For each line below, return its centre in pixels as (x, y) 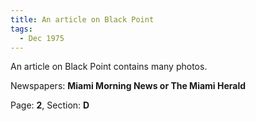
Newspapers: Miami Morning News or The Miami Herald (128, 86)
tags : (21, 29)
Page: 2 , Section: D (50, 105)
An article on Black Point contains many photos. (109, 67)
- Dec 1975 (42, 38)
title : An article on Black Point (82, 19)
